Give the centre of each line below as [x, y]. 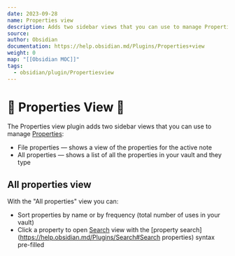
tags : [15, 66]
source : [19, 33]
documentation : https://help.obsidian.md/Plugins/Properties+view [106, 46]
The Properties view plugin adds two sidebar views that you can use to [109, 126]
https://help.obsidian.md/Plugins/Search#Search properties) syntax [117, 237]
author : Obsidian [33, 40]
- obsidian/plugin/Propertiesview [64, 72]
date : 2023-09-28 [33, 14]
